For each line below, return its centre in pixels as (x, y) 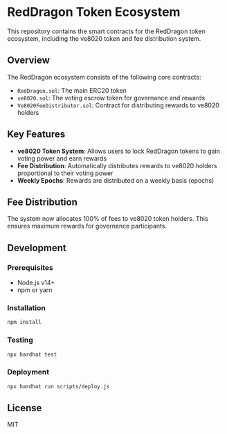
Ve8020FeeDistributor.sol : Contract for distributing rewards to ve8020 (118, 105)
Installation (27, 307)
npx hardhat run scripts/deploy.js (58, 386)
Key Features (36, 135)
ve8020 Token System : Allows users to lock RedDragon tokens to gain (118, 151)
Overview (29, 61)
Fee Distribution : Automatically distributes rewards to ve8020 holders (117, 165)
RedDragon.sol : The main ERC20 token (72, 90)
